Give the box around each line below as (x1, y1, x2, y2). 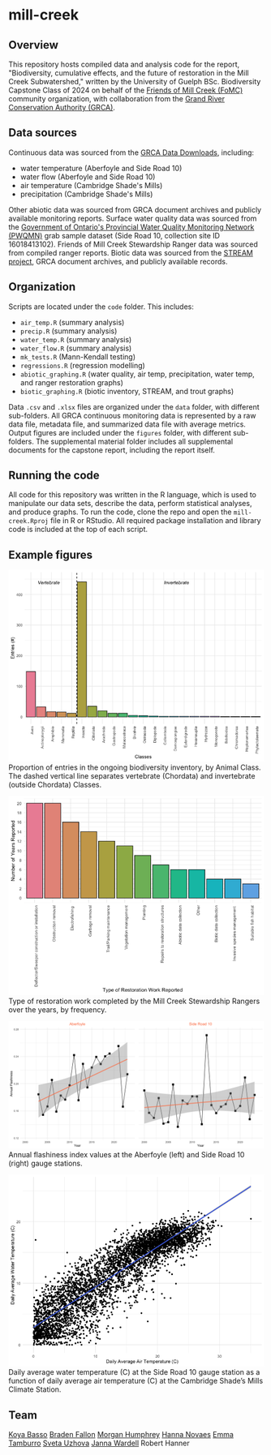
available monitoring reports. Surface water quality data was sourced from (8, 213, 257, 223)
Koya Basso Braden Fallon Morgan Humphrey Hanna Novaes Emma (8, 1430, 234, 1440)
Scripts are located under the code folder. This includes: (8, 302, 195, 311)
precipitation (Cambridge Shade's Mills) (19, 189, 153, 199)
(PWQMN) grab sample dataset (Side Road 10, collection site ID (8, 230, 221, 240)
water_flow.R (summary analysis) (19, 343, 132, 353)
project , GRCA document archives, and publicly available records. (8, 256, 229, 266)
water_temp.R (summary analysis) (19, 334, 132, 344)
